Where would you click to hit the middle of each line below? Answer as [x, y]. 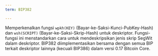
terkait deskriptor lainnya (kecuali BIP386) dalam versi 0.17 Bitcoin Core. [78, 48]
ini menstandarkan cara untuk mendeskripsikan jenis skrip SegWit [86, 38]
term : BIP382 [18, 9]
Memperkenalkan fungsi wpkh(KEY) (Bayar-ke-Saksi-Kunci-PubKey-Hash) [79, 28]
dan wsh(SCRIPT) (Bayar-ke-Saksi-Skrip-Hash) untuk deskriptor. [69, 33]
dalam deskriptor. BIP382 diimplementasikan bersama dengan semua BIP [79, 43]
